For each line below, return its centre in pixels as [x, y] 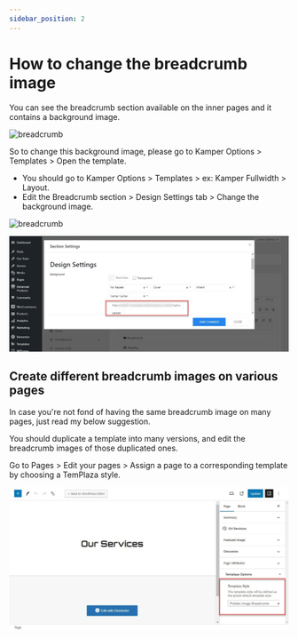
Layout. [36, 188]
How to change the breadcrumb [129, 64]
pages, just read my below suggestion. [80, 421]
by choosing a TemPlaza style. [65, 475]
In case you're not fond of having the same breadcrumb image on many [140, 411]
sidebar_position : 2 [47, 19]
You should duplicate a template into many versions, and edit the [127, 438]
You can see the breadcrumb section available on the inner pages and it [141, 108]
